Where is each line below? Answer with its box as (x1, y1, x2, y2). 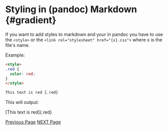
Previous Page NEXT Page (5, 119, 61, 125)
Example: (5, 52, 25, 58)
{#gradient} (5, 14, 56, 26)
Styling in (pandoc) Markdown (5, 4, 137, 15)
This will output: (5, 99, 39, 106)
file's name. (5, 42, 30, 48)
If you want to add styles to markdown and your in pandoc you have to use (5, 31, 163, 37)
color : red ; (10, 71, 36, 76)
